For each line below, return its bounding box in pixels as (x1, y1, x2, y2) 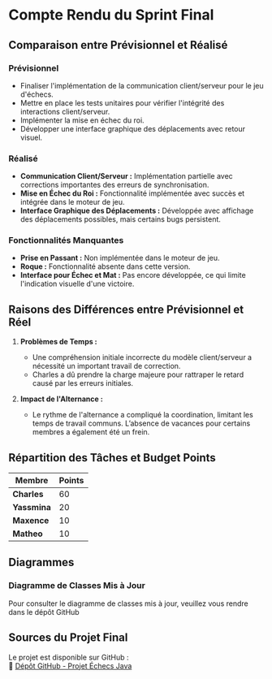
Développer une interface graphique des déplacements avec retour (19, 123, 246, 133)
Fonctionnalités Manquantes (8, 235, 124, 246)
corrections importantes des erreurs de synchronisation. (19, 180, 209, 190)
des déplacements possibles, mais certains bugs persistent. (19, 214, 222, 224)
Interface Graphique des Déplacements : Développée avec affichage (19, 205, 254, 216)
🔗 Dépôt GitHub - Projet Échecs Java (8, 660, 132, 671)
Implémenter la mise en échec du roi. (19, 115, 145, 125)
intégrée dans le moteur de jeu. (19, 197, 125, 207)
